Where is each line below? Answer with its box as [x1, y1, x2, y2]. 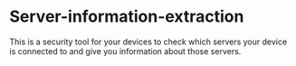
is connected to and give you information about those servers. [9, 45, 242, 56]
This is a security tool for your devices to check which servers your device [9, 36, 288, 47]
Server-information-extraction [9, 6, 244, 27]
